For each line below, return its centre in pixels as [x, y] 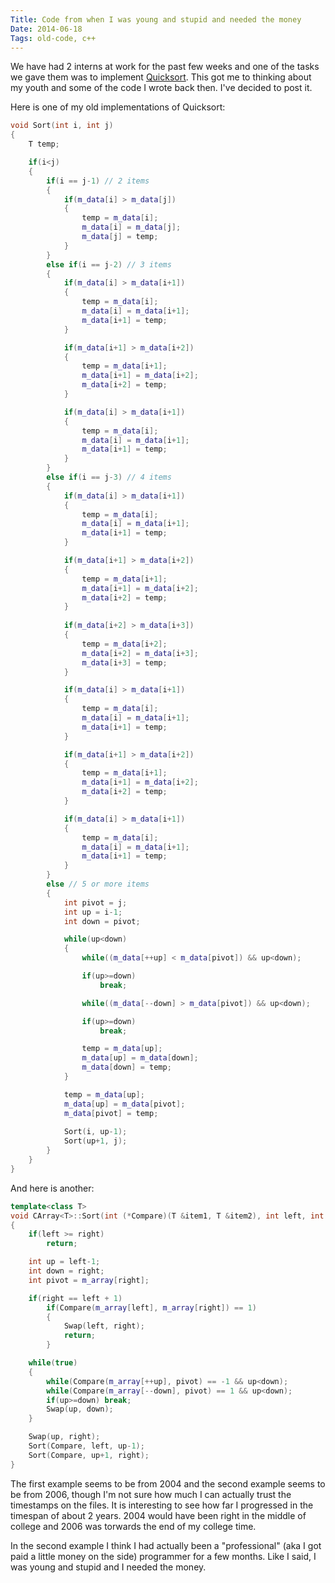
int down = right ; [66, 1271]
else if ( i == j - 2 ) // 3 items [109, 264]
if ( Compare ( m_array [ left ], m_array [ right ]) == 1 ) [151, 1307]
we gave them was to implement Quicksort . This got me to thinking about [161, 77]
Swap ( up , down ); [80, 1409]
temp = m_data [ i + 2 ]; [124, 644]
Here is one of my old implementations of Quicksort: [118, 107]
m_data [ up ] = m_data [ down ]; [140, 1058]
